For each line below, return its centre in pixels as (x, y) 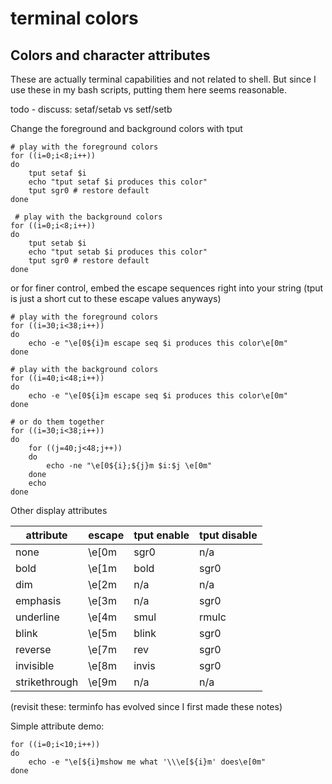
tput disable (228, 535)
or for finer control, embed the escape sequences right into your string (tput (167, 288)
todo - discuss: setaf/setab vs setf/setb (91, 109)
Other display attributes (59, 510)
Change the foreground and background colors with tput (126, 128)
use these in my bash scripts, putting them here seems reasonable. (149, 90)
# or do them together (57, 422)
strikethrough (47, 682)
